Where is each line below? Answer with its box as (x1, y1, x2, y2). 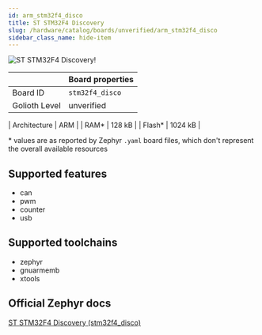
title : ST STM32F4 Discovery (8, 19, 104, 27)
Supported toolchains (8, 236, 118, 250)
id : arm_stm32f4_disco (8, 11, 83, 20)
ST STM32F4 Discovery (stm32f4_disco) (8, 318, 141, 327)
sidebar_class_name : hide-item (8, 33, 112, 42)
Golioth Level (12, 100, 61, 111)
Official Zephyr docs (8, 297, 112, 311)
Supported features (8, 167, 108, 180)
